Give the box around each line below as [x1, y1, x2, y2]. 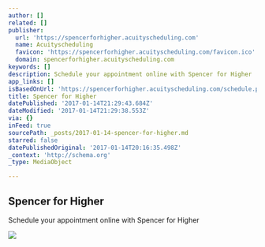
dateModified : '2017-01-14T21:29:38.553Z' [8, 107, 150, 115]
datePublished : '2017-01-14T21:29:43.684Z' [8, 99, 154, 107]
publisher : [8, 26, 44, 34]
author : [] [8, 11, 44, 20]
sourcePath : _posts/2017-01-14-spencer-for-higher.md [8, 129, 189, 137]
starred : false [8, 136, 58, 144]
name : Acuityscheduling [15, 41, 93, 49]
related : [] [8, 19, 47, 27]
